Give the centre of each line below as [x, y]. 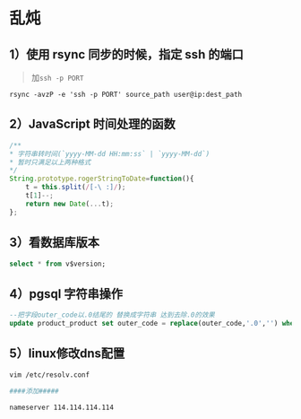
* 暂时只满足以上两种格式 [50, 162]
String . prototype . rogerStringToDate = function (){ [102, 179]
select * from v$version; [57, 264]
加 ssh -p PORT [57, 78]
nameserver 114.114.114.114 [62, 407]
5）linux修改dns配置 [67, 354]
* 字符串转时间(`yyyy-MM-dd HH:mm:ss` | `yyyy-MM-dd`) [110, 153]
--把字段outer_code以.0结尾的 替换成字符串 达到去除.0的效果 [112, 315]
